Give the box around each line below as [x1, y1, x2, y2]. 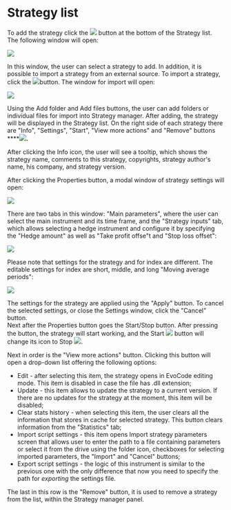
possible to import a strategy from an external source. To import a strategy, [7, 69, 221, 77]
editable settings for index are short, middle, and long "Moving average [7, 265, 210, 274]
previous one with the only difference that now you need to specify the [17, 466, 219, 475]
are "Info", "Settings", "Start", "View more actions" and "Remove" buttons [7, 126, 216, 134]
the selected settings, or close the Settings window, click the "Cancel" [7, 306, 207, 314]
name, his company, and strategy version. [7, 162, 126, 171]
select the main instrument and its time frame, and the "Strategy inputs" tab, [7, 216, 224, 225]
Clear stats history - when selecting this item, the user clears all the [17, 408, 209, 416]
